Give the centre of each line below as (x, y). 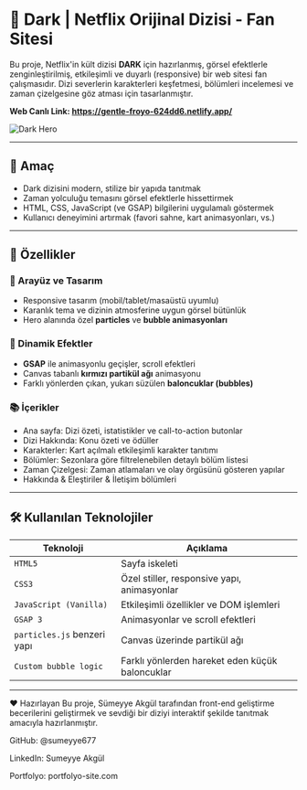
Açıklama (207, 548)
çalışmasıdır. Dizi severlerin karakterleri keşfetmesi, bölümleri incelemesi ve (152, 83)
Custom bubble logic (58, 666)
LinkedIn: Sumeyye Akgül (57, 758)
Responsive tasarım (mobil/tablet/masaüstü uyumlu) (121, 301)
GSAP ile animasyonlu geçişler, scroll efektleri (109, 363)
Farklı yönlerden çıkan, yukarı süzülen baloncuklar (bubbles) (138, 383)
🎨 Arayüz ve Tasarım (56, 281)
